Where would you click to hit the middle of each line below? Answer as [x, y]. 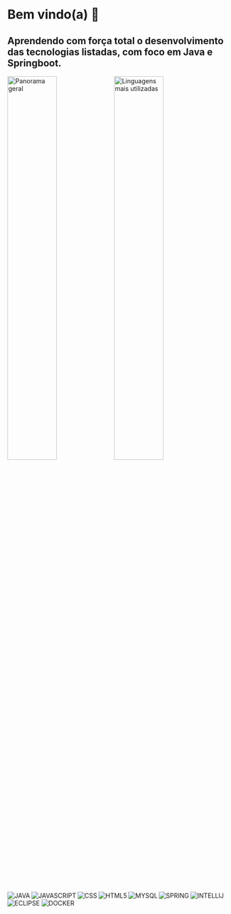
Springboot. [34, 63]
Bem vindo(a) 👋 [53, 15]
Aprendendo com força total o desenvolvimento [116, 41]
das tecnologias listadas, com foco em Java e [110, 52]
